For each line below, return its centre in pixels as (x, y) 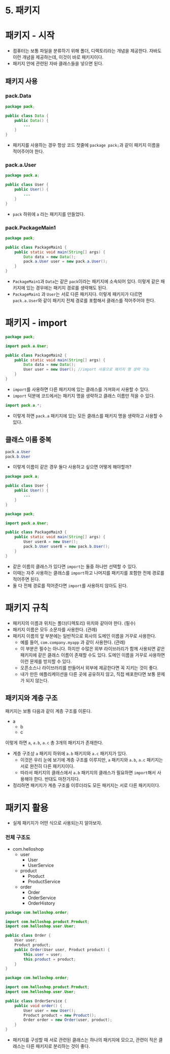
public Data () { (32, 120)
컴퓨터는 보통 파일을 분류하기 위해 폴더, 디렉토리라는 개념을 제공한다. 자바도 (87, 51)
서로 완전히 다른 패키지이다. (47, 766)
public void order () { (38, 1006)
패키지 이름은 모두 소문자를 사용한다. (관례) (55, 629)
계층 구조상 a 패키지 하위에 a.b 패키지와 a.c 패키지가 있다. (70, 754)
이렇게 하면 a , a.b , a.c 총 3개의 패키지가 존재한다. (54, 743)
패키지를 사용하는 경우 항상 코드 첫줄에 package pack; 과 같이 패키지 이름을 (86, 145)
